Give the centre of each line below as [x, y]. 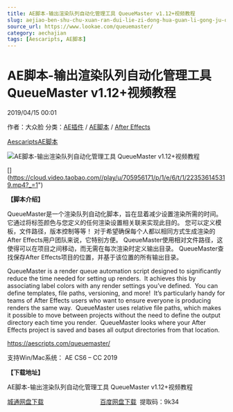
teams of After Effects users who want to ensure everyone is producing [109, 301]
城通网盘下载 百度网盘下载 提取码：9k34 [93, 402]
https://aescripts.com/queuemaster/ [59, 343]
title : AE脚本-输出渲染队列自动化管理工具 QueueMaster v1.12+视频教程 [101, 14]
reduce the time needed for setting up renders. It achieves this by [102, 278]
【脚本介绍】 [25, 199]
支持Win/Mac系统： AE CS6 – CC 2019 [62, 358]
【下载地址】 [25, 373]
